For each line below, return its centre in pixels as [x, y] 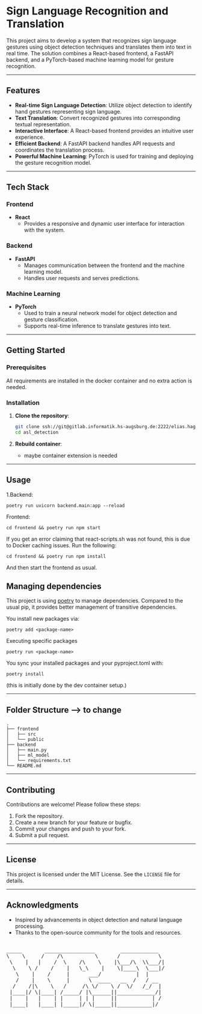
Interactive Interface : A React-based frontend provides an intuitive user [104, 131]
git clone [27, 427]
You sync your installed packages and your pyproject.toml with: [85, 663]
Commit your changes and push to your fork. [70, 829]
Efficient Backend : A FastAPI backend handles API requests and [95, 143]
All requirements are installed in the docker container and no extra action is [99, 381]
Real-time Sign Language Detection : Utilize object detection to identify [103, 105]
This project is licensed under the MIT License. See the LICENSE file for [93, 874]
